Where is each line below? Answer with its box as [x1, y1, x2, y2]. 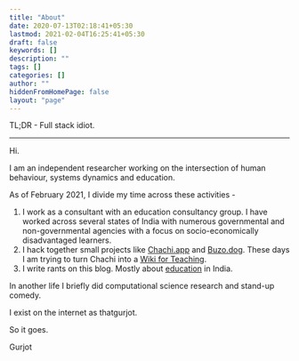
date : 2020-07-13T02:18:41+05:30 [9, 21, 133, 30]
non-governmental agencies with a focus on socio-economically [21, 226, 260, 237]
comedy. [9, 290, 42, 301]
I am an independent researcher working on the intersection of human [9, 163, 266, 173]
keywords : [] [9, 46, 58, 55]
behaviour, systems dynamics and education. [9, 172, 175, 183]
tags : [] [9, 63, 42, 72]
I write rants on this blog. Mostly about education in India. [21, 263, 233, 274]
